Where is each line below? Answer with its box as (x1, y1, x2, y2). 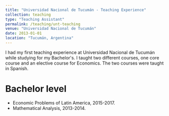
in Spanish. (5, 65, 29, 71)
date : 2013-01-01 (5, 31, 42, 36)
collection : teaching (5, 12, 51, 17)
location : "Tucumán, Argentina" (5, 36, 74, 41)
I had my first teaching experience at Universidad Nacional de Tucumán (5, 49, 155, 55)
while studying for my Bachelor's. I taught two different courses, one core (5, 54, 159, 61)
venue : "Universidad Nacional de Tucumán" (5, 26, 96, 31)
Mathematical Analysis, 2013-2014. (12, 105, 86, 111)
